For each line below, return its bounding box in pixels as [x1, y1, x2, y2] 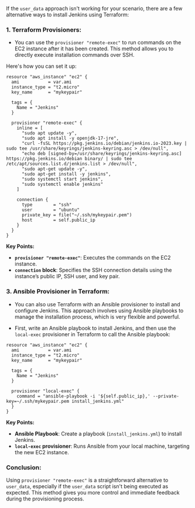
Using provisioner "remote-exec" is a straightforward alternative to [6, 476, 169, 483]
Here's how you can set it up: [6, 63, 77, 70]
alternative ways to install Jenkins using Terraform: [6, 11, 129, 18]
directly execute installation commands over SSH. [14, 51, 135, 58]
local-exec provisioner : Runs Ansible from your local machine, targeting [14, 443, 190, 450]
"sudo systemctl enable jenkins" [21, 181, 104, 188]
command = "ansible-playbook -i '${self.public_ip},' [16, 393, 150, 399]
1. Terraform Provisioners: [6, 26, 82, 34]
